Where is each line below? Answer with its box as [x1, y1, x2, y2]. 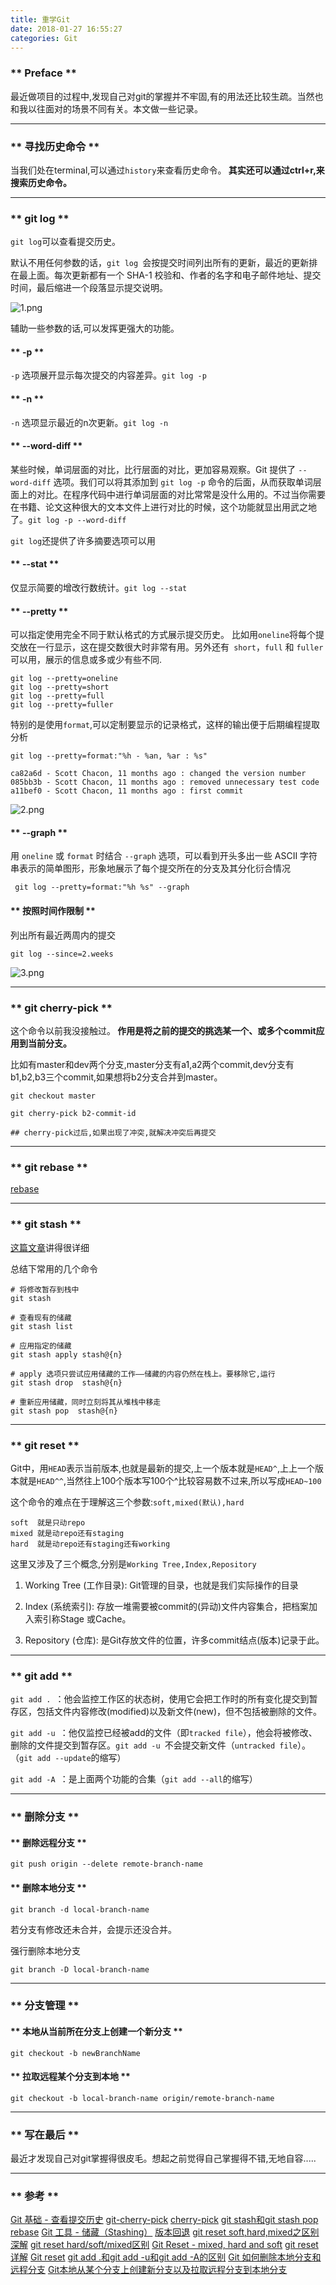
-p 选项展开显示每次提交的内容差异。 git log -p [10, 369, 207, 381]
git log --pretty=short [10, 682, 110, 693]
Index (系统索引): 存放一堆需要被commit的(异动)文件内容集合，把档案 [24, 1600, 310, 1612]
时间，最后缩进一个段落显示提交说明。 [10, 282, 168, 294]
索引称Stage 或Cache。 [33, 1612, 132, 1625]
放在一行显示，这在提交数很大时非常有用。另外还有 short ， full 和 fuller [18, 641, 324, 653]
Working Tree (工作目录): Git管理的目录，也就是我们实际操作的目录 [24, 1579, 299, 1591]
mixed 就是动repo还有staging [10, 1528, 125, 1538]
